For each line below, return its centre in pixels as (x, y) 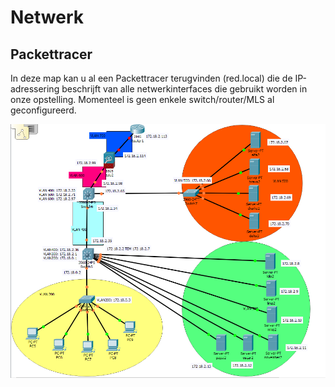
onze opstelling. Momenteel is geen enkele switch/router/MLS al (142, 99)
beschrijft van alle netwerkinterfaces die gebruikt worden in (184, 89)
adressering (35, 89)
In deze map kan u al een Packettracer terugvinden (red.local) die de (151, 78)
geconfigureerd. (43, 110)
